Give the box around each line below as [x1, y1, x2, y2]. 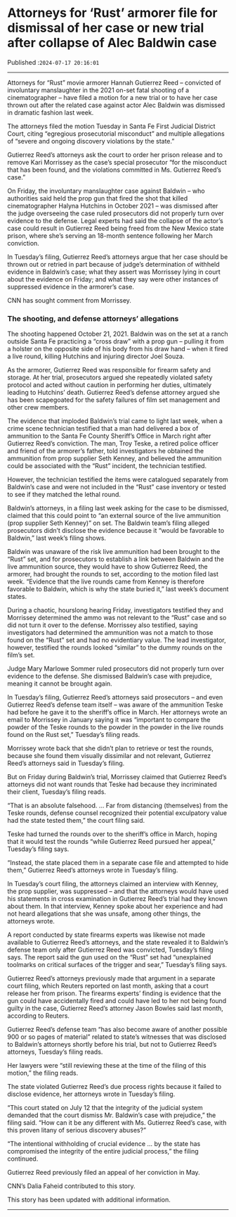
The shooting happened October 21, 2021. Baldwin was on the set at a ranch [7, 329, 228, 339]
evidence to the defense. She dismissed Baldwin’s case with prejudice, [7, 672, 212, 681]
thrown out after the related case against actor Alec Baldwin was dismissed [7, 101, 225, 109]
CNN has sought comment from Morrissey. [7, 296, 132, 304]
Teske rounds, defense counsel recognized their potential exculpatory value [7, 809, 227, 817]
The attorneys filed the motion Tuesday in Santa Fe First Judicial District [7, 122, 216, 130]
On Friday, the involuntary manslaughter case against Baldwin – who [7, 187, 205, 195]
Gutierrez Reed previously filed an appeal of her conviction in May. [7, 1168, 200, 1177]
